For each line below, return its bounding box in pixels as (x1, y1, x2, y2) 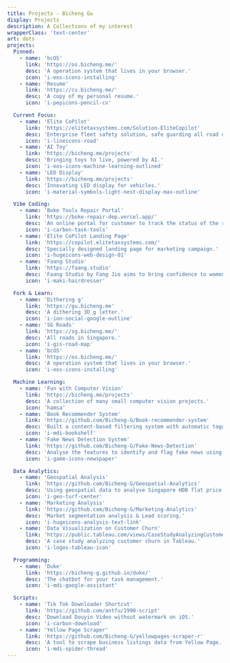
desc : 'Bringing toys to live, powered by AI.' (25, 156, 164, 163)
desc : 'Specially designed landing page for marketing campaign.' (25, 245, 219, 253)
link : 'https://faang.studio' (25, 265, 112, 272)
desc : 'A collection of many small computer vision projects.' (25, 397, 210, 405)
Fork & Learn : (13, 290, 53, 296)
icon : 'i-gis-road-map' (25, 340, 94, 347)
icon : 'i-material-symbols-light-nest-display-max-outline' (25, 188, 201, 196)
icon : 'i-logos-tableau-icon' (25, 544, 112, 551)
